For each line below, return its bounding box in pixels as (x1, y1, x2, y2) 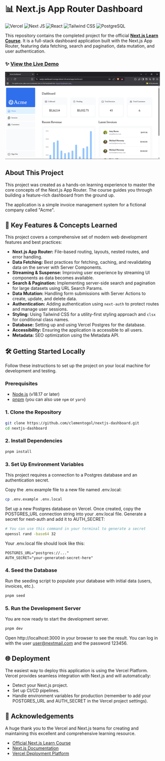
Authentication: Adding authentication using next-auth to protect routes (12, 301, 159, 307)
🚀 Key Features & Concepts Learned (5, 221, 117, 229)
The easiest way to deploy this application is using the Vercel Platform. (5, 667, 148, 673)
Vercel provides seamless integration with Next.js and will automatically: (5, 673, 151, 678)
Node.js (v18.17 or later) (12, 391, 60, 397)
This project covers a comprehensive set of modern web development (5, 234, 147, 240)
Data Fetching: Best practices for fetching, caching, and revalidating (12, 259, 151, 265)
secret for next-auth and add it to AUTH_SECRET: (5, 516, 105, 522)
